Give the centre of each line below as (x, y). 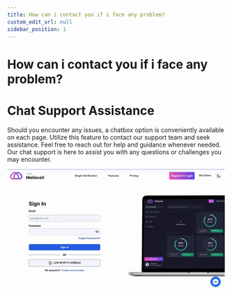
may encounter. (29, 159)
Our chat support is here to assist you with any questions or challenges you (115, 151)
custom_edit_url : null (40, 22)
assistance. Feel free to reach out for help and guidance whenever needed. (114, 145)
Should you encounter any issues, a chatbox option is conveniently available (116, 130)
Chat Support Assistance (81, 110)
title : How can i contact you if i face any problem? (86, 15)
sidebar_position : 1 (37, 29)
